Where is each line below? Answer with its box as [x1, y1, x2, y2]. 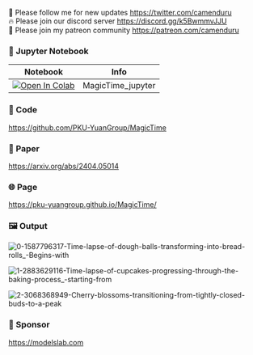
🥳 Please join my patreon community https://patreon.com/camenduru [8, 25, 240, 35]
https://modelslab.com [8, 337, 84, 347]
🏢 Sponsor [8, 319, 50, 331]
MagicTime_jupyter [82, 80, 156, 91]
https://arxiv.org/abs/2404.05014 [8, 161, 120, 171]
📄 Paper [8, 142, 40, 154]
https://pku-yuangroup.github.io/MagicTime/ [8, 200, 157, 209]
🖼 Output [8, 221, 48, 232]
